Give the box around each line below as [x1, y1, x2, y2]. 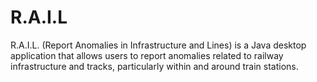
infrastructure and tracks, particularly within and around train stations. [10, 60, 299, 72]
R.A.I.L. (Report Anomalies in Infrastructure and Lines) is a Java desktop [10, 39, 307, 51]
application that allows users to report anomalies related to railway [10, 49, 284, 61]
